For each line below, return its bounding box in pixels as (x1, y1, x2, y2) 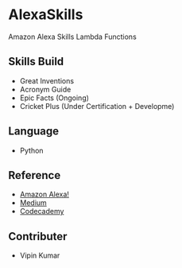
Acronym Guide (19, 84, 72, 94)
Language (8, 125, 60, 138)
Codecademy (19, 207, 64, 216)
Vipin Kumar (19, 251, 60, 260)
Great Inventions (19, 76, 74, 85)
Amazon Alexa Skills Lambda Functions (8, 32, 137, 41)
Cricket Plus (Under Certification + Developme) (19, 101, 175, 111)
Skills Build (8, 55, 64, 68)
